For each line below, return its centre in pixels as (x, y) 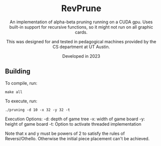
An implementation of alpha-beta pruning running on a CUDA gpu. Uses (81, 22)
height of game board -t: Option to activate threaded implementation (73, 124)
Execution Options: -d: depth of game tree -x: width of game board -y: (75, 119)
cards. (81, 32)
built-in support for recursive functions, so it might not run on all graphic (81, 27)
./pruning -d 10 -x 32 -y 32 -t (37, 110)
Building (18, 72)
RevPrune (81, 8)
